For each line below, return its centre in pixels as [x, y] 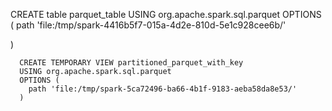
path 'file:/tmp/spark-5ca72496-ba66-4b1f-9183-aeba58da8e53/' [163, 89]
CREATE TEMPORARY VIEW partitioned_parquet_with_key [131, 63]
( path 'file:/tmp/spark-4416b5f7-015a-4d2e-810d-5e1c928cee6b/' [148, 25]
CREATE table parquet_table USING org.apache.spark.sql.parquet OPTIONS [166, 14]
